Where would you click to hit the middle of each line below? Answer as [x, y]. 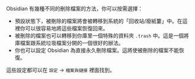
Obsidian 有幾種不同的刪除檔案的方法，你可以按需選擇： [75, 8]
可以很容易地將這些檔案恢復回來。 [66, 28]
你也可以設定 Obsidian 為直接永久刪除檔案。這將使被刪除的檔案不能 [97, 50]
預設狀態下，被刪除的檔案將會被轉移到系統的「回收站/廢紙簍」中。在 [98, 21]
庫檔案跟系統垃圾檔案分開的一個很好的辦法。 [69, 43]
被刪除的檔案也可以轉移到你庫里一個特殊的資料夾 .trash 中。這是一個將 [102, 36]
